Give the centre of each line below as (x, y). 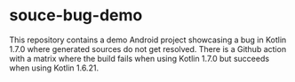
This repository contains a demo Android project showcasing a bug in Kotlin (148, 40)
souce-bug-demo (76, 15)
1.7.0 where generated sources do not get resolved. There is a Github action (148, 48)
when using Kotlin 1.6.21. (54, 68)
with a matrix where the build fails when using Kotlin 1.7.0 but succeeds (139, 58)
